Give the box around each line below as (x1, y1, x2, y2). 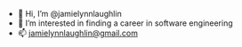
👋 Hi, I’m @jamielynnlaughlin (17, 9, 122, 19)
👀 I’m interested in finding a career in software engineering (17, 18, 233, 28)
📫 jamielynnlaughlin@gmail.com (17, 27, 138, 38)
